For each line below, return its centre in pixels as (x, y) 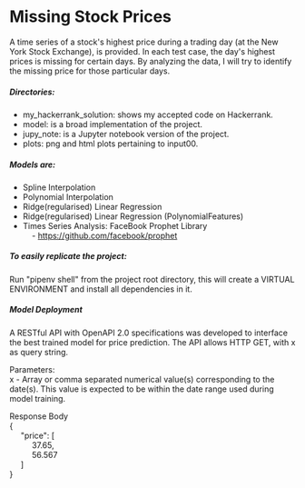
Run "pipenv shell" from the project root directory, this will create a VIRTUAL (152, 279)
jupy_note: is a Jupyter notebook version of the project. (126, 134)
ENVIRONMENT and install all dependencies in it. (101, 289)
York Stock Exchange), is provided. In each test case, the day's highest (142, 51)
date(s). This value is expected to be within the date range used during (142, 389)
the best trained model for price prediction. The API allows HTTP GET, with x (152, 342)
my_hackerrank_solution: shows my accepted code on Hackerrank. (148, 115)
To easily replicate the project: (68, 256)
